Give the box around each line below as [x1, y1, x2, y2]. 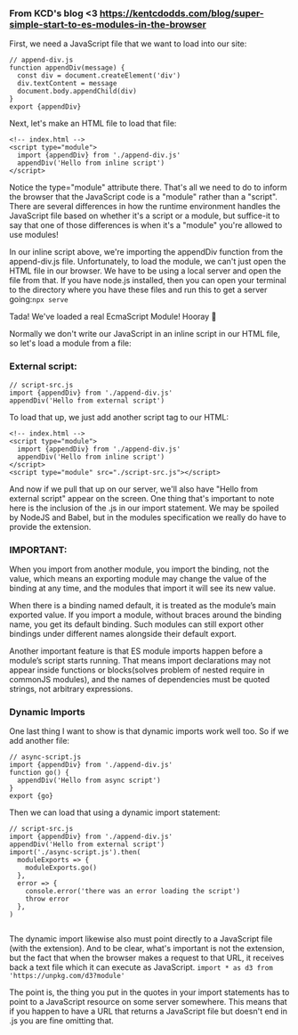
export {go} [9, 792, 53, 801]
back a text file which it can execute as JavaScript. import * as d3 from [9, 962, 273, 973]
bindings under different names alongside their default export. [9, 628, 238, 639]
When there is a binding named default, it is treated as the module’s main [9, 599, 277, 610]
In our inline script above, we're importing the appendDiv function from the [9, 247, 284, 257]
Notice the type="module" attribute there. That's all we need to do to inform [9, 182, 287, 193]
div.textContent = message [17, 79, 117, 88]
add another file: [9, 736, 69, 746]
